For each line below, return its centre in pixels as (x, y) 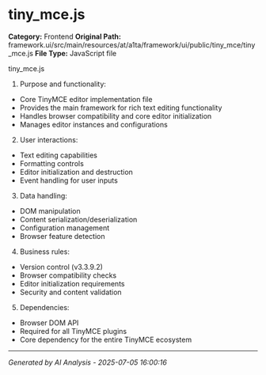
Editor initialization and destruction (76, 172)
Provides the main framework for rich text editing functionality (121, 108)
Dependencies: (44, 307)
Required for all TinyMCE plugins (73, 331)
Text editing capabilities (58, 155)
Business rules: (44, 252)
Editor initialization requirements (72, 283)
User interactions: (49, 139)
